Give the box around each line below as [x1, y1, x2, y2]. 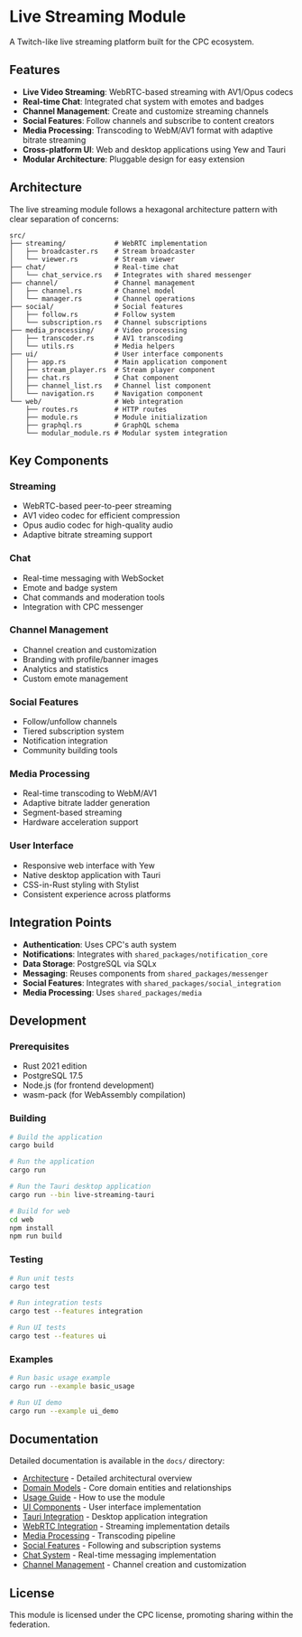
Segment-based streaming [22, 807, 123, 818]
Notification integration [22, 735, 108, 746]
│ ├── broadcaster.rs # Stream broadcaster [9, 247, 196, 256]
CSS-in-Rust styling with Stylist [22, 879, 140, 890]
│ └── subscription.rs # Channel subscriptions [9, 318, 207, 327]
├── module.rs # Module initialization [25, 413, 207, 422]
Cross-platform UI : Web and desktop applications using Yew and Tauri [22, 144, 287, 154]
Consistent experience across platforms [22, 888, 171, 900]
